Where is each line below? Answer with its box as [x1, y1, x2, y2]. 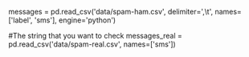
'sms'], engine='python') [34, 15, 116, 25]
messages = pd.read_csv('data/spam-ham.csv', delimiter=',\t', [8, 7, 214, 16]
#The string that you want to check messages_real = [8, 31, 183, 40]
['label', [8, 15, 33, 25]
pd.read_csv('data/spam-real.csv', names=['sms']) [8, 39, 177, 49]
